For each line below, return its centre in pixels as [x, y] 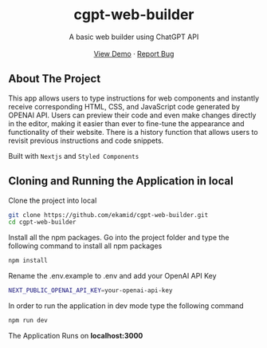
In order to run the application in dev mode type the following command [126, 306]
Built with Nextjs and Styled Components [74, 156]
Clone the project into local [53, 200]
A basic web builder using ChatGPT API [134, 37]
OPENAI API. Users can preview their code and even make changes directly [132, 115]
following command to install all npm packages [85, 246]
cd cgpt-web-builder [43, 222]
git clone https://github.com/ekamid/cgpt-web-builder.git [108, 215]
